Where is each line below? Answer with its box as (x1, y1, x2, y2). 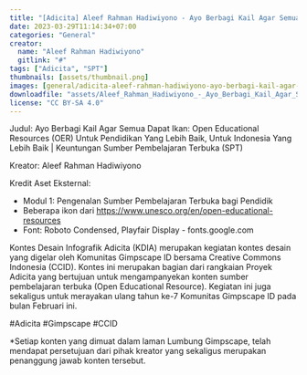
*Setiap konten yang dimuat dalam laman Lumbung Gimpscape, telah (9, 336, 271, 347)
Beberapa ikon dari (22, 205, 95, 216)
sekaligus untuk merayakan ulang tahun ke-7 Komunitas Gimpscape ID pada (9, 291, 297, 302)
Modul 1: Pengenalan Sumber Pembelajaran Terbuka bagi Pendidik (22, 195, 273, 206)
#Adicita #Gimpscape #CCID (9, 318, 119, 329)
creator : (9, 38, 43, 48)
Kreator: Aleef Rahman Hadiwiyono (9, 161, 142, 172)
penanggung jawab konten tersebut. (9, 355, 146, 366)
